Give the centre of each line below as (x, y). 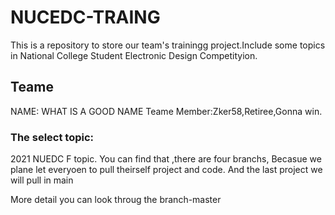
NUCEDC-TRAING (85, 17)
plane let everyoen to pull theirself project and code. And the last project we (166, 170)
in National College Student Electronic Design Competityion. (134, 55)
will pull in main (42, 180)
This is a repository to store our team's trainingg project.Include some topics (168, 45)
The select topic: (52, 137)
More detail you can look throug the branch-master (116, 200)
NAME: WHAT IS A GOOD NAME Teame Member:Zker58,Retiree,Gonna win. (166, 111)
